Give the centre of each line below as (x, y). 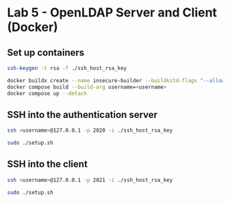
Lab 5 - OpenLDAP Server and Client (112, 13)
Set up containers (46, 52)
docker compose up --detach (47, 93)
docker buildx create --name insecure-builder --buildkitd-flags (102, 80)
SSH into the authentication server (82, 115)
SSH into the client (47, 164)
